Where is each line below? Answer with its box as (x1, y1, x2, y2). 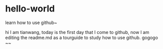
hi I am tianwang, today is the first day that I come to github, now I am (5, 29, 149, 35)
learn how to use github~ (5, 19, 57, 25)
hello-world (5, 3, 55, 14)
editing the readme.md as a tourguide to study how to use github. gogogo (5, 34, 158, 40)
